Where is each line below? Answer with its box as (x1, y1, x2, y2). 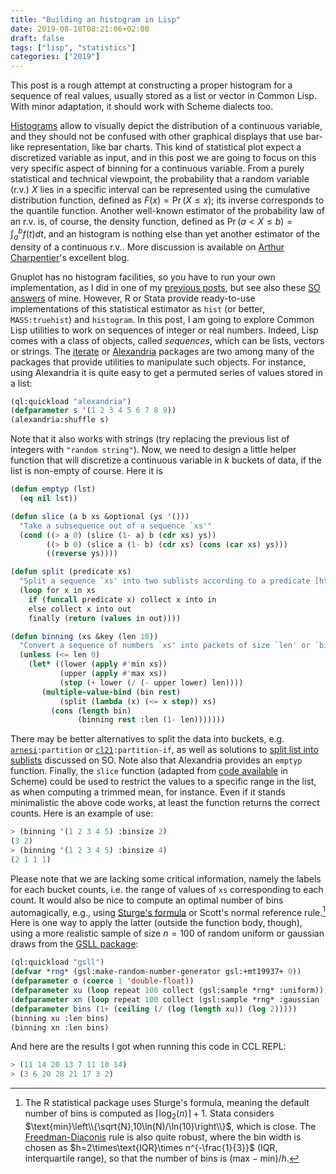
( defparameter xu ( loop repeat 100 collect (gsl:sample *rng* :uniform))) (10, 986, 329, 996)
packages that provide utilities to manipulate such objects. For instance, (10, 356, 307, 368)
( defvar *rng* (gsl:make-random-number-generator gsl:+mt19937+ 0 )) (10, 967, 302, 977)
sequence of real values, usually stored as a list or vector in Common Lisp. (10, 90, 317, 102)
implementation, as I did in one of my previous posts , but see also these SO (10, 281, 321, 293)
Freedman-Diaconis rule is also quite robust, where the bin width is (24, 1131, 302, 1143)
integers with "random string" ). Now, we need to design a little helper (10, 444, 297, 456)
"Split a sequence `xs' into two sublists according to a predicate (19, 576, 311, 586)
